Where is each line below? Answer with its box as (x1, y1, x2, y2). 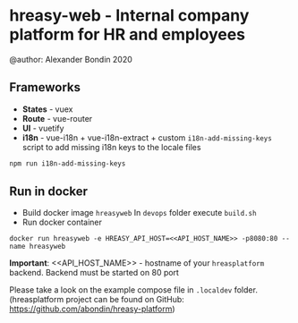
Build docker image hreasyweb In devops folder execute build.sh (21, 208, 257, 218)
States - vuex (21, 104, 73, 115)
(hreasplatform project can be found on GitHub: (9, 294, 185, 305)
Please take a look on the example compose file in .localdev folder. (9, 285, 258, 295)
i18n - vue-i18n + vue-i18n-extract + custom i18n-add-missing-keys (21, 132, 273, 143)
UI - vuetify (21, 123, 64, 133)
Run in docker (9, 184, 88, 200)
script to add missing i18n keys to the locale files (21, 141, 201, 152)
